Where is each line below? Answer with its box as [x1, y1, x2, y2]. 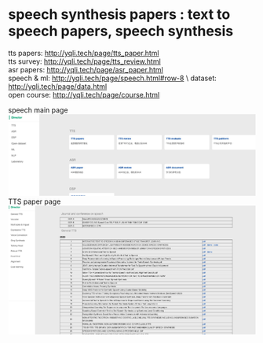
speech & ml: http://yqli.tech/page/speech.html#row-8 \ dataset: [8, 73, 217, 83]
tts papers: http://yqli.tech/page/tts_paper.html [8, 48, 159, 57]
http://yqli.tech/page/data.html [8, 81, 108, 91]
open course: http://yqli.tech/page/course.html [8, 90, 160, 99]
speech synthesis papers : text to [8, 6, 231, 24]
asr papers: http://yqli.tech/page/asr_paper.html [8, 65, 163, 74]
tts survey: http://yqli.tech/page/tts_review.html [8, 57, 161, 66]
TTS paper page [8, 197, 61, 206]
